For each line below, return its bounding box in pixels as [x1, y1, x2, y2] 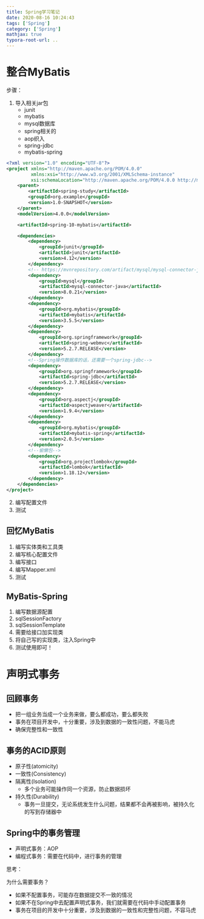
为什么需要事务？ [6, 878, 49, 886]
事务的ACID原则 [6, 745, 66, 756]
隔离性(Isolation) [15, 778, 56, 785]
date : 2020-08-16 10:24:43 [6, 15, 75, 21]
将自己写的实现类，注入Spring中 [15, 636, 96, 644]
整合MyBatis [6, 65, 70, 79]
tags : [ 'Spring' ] [6, 20, 50, 26]
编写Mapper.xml [15, 565, 56, 573]
